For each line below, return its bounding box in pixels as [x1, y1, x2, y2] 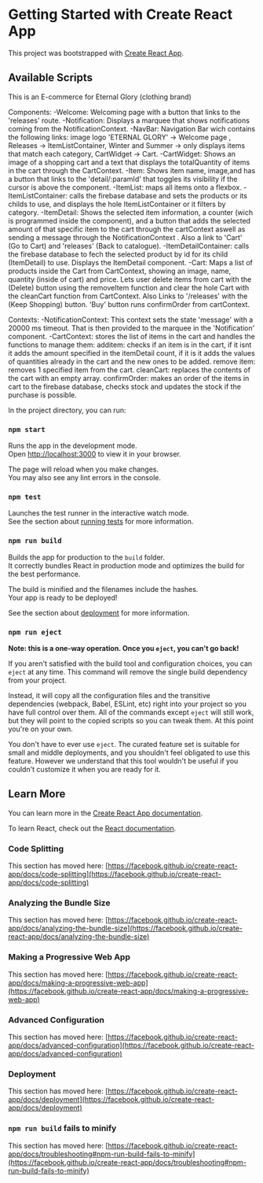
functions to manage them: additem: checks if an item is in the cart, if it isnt [8, 340, 252, 349]
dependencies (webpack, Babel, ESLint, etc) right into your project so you [8, 699, 247, 708]
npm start [8, 425, 46, 434]
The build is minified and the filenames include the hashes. [8, 584, 199, 593]
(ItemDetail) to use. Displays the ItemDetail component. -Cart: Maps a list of [8, 257, 254, 267]
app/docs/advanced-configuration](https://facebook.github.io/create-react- [8, 1041, 255, 1050]
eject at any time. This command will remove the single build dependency [8, 667, 248, 676]
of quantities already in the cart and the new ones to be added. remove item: [8, 357, 256, 366]
